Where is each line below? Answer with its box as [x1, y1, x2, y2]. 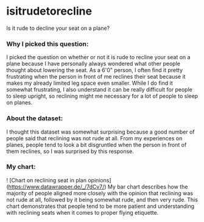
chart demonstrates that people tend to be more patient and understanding [6, 202, 195, 210]
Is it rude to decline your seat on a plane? [6, 24, 110, 32]
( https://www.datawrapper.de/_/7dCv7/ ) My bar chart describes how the [6, 183, 188, 190]
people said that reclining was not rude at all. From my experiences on [6, 134, 183, 141]
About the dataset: [6, 114, 63, 123]
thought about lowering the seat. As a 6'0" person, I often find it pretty [6, 66, 183, 74]
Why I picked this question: [6, 40, 89, 48]
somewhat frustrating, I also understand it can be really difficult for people [6, 86, 193, 93]
